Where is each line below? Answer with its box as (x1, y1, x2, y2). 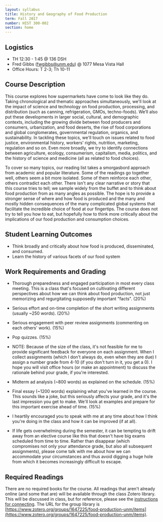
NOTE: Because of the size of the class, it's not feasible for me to (12, 344, 143, 350)
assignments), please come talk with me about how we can (12, 449, 131, 455)
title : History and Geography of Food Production (5, 12, 108, 17)
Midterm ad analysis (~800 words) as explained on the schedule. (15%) (12, 379, 155, 385)
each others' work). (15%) (12, 325, 65, 331)
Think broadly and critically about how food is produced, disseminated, (12, 243, 154, 249)
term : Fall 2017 (5, 16, 38, 21)
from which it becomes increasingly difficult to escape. (12, 459, 122, 465)
